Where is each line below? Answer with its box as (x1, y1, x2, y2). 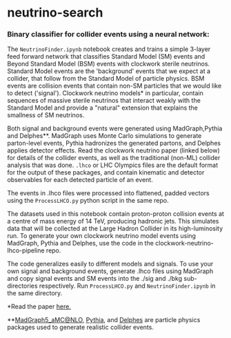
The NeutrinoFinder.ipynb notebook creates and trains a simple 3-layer (7, 45, 211, 53)
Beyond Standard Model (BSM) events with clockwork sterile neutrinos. (7, 60, 210, 68)
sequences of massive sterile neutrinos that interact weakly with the (7, 97, 201, 105)
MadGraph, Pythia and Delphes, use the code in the (7, 239, 154, 248)
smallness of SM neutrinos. (7, 111, 85, 119)
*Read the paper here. (7, 302, 71, 311)
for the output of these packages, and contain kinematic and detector (7, 168, 205, 177)
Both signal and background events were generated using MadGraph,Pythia (7, 124, 223, 132)
